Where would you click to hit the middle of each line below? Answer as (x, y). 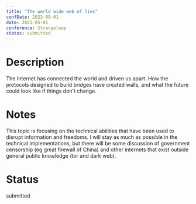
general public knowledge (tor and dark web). (61, 156)
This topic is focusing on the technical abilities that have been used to (90, 131)
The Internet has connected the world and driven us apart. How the (87, 79)
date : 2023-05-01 (27, 22)
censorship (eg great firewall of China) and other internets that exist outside (97, 149)
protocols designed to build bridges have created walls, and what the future (97, 85)
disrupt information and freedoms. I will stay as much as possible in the (92, 137)
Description (35, 62)
